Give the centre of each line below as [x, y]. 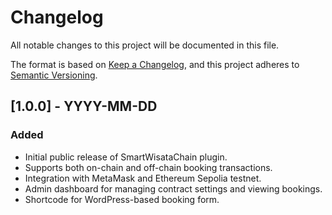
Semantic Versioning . [54, 75]
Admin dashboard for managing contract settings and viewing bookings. [173, 188]
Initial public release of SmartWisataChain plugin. [126, 157]
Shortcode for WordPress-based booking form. [122, 199]
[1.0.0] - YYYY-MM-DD [84, 106]
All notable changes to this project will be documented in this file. [145, 45]
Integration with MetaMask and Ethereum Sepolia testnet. [143, 178]
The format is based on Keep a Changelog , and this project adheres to [155, 64]
